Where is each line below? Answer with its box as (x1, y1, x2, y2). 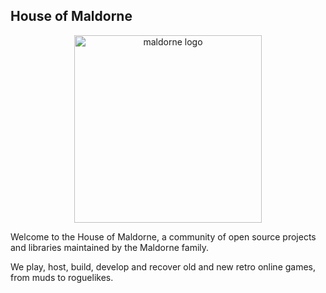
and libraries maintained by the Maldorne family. (10, 241, 210, 253)
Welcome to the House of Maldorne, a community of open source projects (10, 230, 317, 243)
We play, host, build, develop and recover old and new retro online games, (10, 260, 317, 273)
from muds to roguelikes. (10, 271, 114, 283)
